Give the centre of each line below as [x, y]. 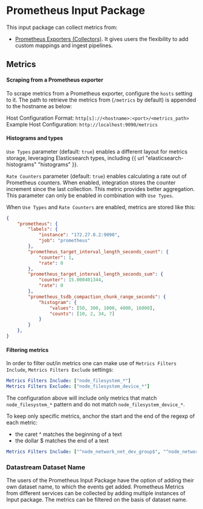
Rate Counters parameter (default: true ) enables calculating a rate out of [97, 176]
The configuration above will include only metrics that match [82, 398]
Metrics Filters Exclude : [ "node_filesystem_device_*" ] [78, 387]
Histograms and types [35, 138]
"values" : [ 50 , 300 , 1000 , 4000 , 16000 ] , [102, 308]
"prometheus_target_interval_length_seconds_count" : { [98, 251]
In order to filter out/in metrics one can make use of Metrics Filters [92, 363]
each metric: [22, 422]
